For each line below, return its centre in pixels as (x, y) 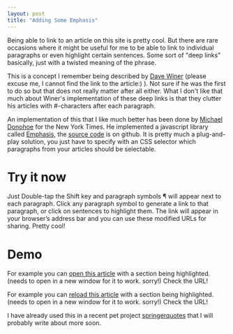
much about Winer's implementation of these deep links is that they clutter (114, 98)
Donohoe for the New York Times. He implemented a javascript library (108, 126)
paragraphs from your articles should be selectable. (82, 149)
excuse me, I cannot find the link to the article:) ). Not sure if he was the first (116, 83)
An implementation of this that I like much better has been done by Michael (115, 119)
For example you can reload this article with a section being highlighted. (111, 295)
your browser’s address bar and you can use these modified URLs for (107, 219)
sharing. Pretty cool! (36, 226)
